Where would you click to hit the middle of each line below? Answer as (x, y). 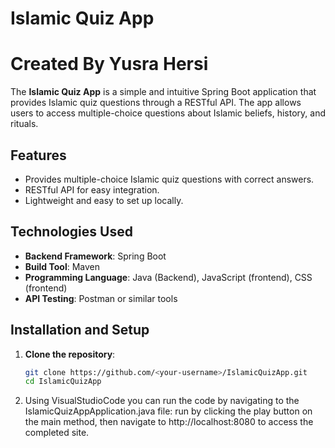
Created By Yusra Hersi (109, 64)
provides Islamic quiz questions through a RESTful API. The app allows (156, 103)
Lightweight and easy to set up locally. (104, 200)
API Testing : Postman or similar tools (101, 298)
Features (38, 155)
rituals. (24, 124)
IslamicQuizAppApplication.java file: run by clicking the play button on (168, 411)
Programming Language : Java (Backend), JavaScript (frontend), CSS (168, 277)
